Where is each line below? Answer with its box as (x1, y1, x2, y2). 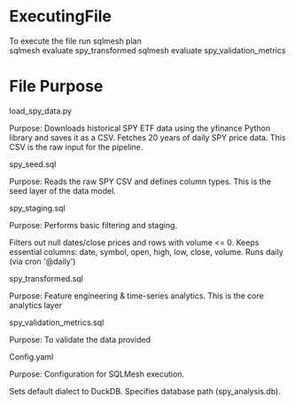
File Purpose (9, 76, 104, 97)
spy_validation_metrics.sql (9, 317, 105, 328)
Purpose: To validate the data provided (9, 334, 151, 345)
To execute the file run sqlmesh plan (9, 36, 142, 46)
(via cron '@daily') (9, 256, 76, 266)
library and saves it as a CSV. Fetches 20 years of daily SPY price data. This (9, 131, 286, 143)
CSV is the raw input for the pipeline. (9, 141, 144, 152)
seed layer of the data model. (9, 185, 117, 196)
